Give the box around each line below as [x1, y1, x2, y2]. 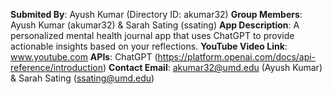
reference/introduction [10, 62, 103, 73]
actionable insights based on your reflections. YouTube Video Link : [10, 40, 288, 52]
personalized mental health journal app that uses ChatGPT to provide [10, 30, 295, 41]
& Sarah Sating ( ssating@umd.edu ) [10, 72, 155, 84]
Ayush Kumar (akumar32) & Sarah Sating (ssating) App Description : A [10, 19, 300, 31]
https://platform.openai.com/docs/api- [157, 51, 317, 63]
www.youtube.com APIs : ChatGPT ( [10, 51, 158, 63]
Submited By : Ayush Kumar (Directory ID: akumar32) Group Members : [10, 9, 303, 20]
